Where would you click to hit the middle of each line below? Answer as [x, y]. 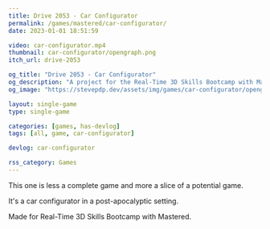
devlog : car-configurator [51, 148]
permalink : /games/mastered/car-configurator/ [88, 23]
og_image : [25, 89]
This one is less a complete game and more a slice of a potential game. [126, 185]
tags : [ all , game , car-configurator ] [72, 133]
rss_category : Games [43, 163]
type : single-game [39, 112]
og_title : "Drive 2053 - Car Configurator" [82, 75]
